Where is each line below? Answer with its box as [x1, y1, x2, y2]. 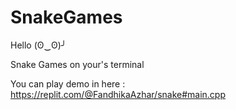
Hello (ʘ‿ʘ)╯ [10, 39, 67, 51]
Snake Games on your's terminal [10, 58, 145, 70]
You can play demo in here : [10, 77, 126, 90]
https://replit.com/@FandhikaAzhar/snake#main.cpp [10, 88, 227, 100]
